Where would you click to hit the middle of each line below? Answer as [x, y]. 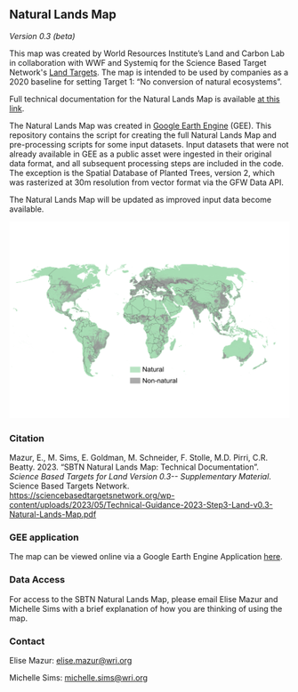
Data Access [37, 580]
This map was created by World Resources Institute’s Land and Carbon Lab [147, 53]
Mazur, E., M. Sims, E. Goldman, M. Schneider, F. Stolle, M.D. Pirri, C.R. [139, 457]
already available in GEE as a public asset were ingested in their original [141, 154]
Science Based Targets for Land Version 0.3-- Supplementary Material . [140, 476]
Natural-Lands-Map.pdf [53, 514]
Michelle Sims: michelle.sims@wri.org [79, 677]
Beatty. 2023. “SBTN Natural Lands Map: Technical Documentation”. [134, 467]
